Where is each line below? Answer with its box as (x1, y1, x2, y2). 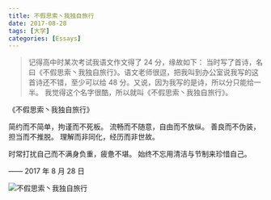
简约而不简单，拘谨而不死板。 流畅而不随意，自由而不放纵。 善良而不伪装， (8, 122, 260, 131)
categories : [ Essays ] (8, 34, 82, 43)
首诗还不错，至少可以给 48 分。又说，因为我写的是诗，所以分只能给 (28, 77, 255, 87)
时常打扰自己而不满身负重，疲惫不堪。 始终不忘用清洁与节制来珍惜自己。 (8, 149, 252, 159)
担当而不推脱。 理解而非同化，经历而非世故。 (8, 132, 159, 142)
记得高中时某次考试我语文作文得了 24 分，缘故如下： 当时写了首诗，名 (28, 57, 263, 67)
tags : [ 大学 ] (8, 27, 50, 35)
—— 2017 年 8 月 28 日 (8, 166, 85, 176)
